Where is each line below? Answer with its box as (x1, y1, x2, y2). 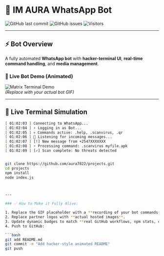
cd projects (5, 166, 29, 171)
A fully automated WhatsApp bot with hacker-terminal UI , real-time (5, 55, 143, 61)
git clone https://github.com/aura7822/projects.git (5, 161, 115, 166)
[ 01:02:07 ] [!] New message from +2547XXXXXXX (5, 139, 106, 144)
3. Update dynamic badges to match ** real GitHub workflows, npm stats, (5, 219, 156, 224)
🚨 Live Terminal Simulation (5, 108, 88, 116)
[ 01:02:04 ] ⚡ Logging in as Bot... (5, 125, 82, 130)
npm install (5, 170, 29, 175)
